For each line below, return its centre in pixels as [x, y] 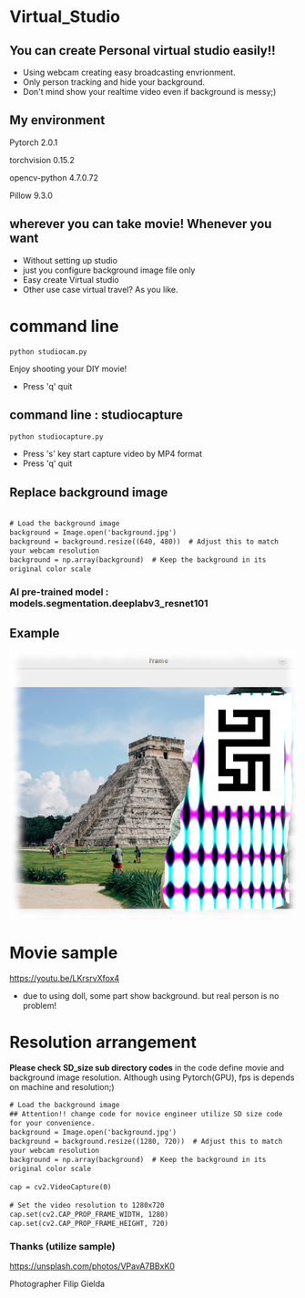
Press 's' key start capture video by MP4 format [112, 454]
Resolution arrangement [103, 1043]
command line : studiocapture [97, 415]
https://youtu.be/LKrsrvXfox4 [65, 979]
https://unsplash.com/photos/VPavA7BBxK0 [92, 1266]
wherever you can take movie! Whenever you [141, 224]
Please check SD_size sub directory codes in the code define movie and [147, 1068]
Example [35, 633]
